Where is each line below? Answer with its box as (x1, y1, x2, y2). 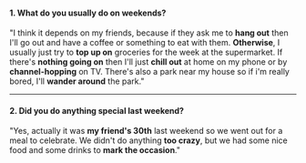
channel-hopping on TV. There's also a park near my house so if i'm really (9, 66, 290, 77)
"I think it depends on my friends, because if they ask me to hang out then (9, 27, 289, 38)
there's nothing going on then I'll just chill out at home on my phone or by (9, 56, 288, 67)
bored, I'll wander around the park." (9, 76, 145, 87)
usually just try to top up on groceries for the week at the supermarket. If (9, 46, 283, 58)
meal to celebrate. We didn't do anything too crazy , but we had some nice (9, 135, 289, 146)
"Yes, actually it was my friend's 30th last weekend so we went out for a (9, 126, 283, 137)
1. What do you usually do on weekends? (9, 7, 167, 18)
